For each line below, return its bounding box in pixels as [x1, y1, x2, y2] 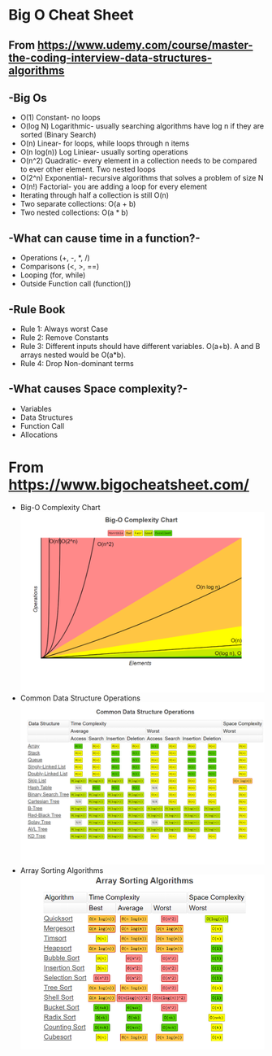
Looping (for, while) [19, 270, 86, 280]
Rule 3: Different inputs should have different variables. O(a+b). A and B [19, 342, 261, 351]
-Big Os [8, 91, 47, 105]
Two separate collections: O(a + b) [19, 199, 136, 209]
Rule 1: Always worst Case [19, 324, 109, 334]
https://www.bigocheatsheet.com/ [8, 476, 250, 494]
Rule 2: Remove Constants [19, 333, 110, 343]
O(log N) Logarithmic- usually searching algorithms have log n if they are [19, 121, 265, 131]
